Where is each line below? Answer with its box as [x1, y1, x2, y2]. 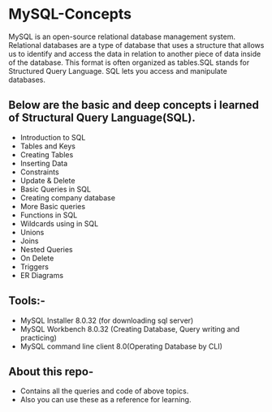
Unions [19, 227, 45, 237]
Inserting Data [19, 158, 68, 168]
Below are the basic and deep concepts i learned [8, 98, 260, 112]
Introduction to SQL [19, 132, 86, 142]
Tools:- [8, 294, 46, 308]
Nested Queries [19, 244, 73, 254]
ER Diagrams [19, 270, 63, 280]
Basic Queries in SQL [19, 184, 92, 194]
